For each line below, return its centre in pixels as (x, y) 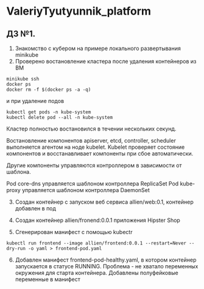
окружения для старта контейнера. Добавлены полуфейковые (97, 273)
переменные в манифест (48, 279)
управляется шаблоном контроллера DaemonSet (86, 190)
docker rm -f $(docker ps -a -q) (49, 90)
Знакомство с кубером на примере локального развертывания (98, 48)
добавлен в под (36, 208)
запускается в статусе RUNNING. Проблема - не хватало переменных (107, 266)
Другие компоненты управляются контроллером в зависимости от (94, 165)
